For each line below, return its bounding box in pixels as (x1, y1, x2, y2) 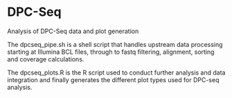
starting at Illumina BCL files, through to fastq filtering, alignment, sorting (7, 48, 215, 56)
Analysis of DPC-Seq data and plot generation (7, 27, 139, 35)
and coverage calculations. (7, 55, 84, 63)
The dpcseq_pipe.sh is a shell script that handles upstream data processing (7, 40, 223, 48)
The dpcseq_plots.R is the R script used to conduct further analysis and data (7, 68, 226, 77)
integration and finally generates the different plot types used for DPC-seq (7, 75, 220, 84)
